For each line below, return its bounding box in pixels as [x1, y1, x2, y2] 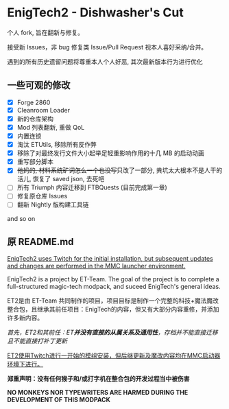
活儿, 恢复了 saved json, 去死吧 [16, 175, 105, 183]
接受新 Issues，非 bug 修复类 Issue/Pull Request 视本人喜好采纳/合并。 [7, 43, 208, 51]
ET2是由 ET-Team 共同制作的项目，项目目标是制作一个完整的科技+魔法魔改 [7, 296, 219, 305]
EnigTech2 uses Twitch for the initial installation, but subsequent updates [7, 255, 214, 263]
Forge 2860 [16, 98, 51, 106]
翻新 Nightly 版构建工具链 [16, 200, 89, 209]
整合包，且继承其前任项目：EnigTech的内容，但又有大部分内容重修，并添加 [7, 305, 219, 314]
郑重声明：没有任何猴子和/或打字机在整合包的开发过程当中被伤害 [7, 375, 190, 383]
